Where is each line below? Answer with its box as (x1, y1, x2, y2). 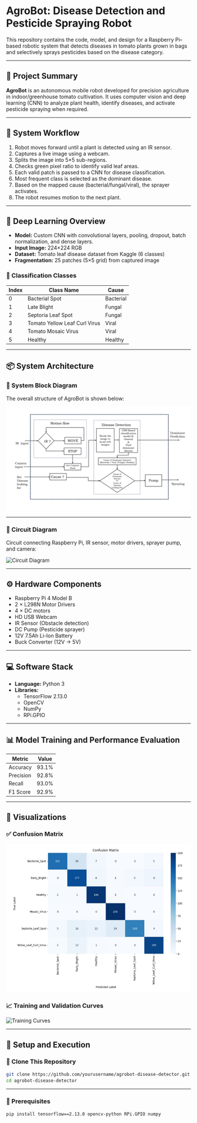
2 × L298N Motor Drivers (14, 601, 76, 608)
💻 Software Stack (6, 662, 73, 672)
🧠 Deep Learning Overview (6, 216, 106, 226)
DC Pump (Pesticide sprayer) (14, 626, 85, 633)
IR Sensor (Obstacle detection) (14, 619, 89, 627)
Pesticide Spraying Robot (6, 16, 132, 30)
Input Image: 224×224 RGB (14, 244, 82, 251)
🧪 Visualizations (6, 812, 66, 822)
